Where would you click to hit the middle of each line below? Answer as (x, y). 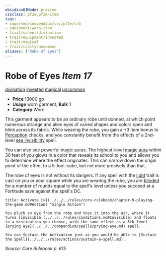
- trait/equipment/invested (34, 38)
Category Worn (28, 110)
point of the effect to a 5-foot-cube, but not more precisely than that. (76, 166)
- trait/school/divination (33, 33)
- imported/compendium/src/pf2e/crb (43, 24)
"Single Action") (67, 205)
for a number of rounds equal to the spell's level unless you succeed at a (80, 186)
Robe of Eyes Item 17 (48, 76)
